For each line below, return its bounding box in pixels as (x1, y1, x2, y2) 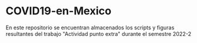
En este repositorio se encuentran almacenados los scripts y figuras (5, 24, 175, 31)
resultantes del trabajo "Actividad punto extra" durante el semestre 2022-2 (5, 30, 192, 37)
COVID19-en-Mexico (5, 4, 112, 18)
